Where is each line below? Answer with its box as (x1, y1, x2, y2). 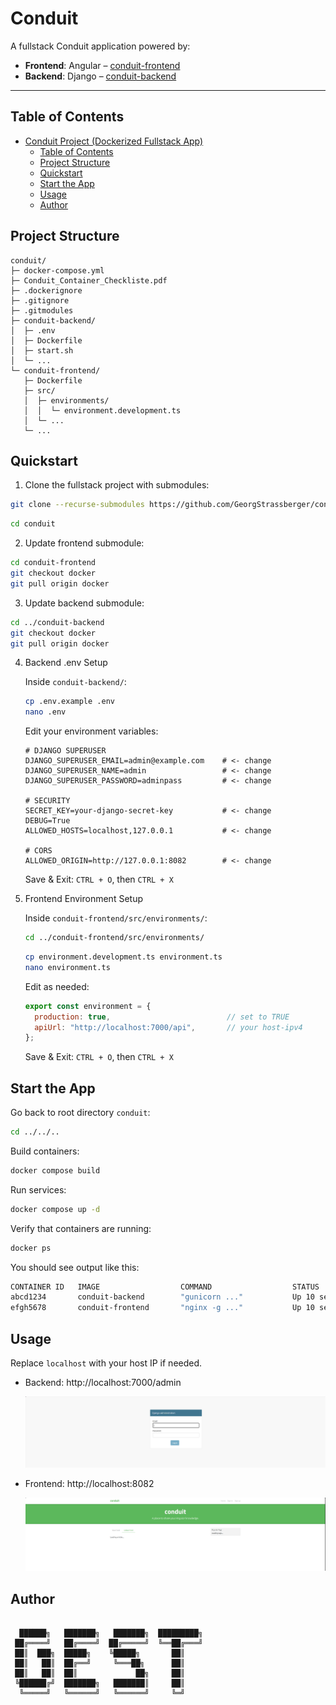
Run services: (10, 1183, 67, 1196)
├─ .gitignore (10, 295, 70, 306)
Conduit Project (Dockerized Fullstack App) (24, 135, 204, 147)
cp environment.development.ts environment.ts (24, 952, 223, 962)
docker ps (10, 1243, 52, 1253)
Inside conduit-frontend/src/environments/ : (24, 912, 208, 924)
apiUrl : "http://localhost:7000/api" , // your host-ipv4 (34, 1022, 303, 1032)
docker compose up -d (10, 1204, 101, 1214)
